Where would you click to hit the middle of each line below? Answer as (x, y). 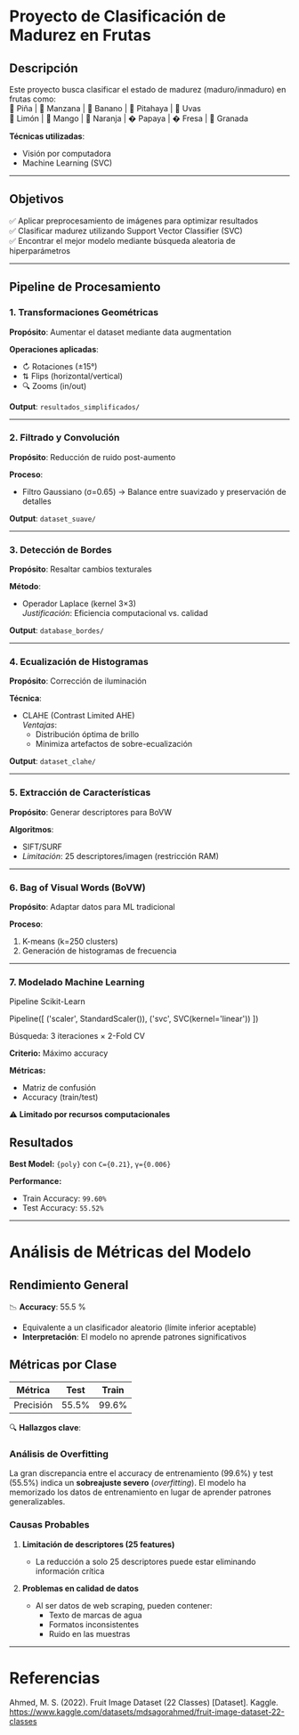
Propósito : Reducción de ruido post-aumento (93, 457)
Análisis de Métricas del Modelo (130, 1252)
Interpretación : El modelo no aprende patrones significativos (134, 1337)
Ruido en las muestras (89, 1634)
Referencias (55, 1678)
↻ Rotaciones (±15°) (60, 366)
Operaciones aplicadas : (54, 349)
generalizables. (37, 1502)
